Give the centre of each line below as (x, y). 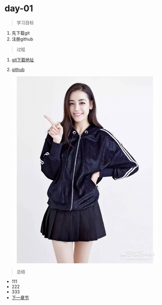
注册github (22, 39)
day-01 (19, 9)
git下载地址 (23, 59)
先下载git (21, 33)
